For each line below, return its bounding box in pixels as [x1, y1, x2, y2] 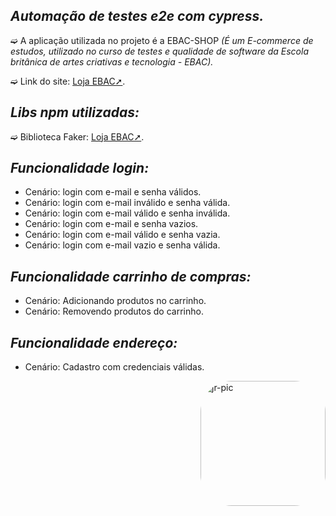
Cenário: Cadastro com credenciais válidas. [24, 361, 205, 373]
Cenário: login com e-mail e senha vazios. [24, 218, 199, 230]
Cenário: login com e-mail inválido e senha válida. [24, 197, 231, 209]
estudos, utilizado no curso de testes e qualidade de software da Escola [10, 45, 310, 57]
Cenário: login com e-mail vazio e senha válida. [24, 239, 221, 251]
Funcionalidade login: [10, 160, 150, 177]
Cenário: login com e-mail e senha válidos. [24, 186, 202, 198]
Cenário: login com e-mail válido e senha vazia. [24, 229, 221, 241]
